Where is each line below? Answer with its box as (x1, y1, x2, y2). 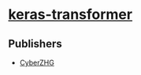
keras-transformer (8, 6, 132, 24)
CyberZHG (19, 58, 55, 67)
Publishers (8, 37, 62, 51)
